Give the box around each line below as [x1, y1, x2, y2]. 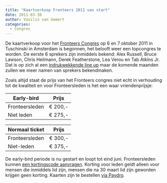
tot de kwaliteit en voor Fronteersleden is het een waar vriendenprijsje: [5, 82, 153, 89]
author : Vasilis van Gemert [5, 17, 65, 22]
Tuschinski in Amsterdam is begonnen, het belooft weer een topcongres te [5, 46, 161, 52]
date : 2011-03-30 [5, 12, 42, 17]
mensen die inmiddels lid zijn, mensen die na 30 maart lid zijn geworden [5, 167, 156, 173]
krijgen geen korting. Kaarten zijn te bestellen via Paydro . [5, 172, 125, 178]
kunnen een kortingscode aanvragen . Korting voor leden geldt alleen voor [5, 161, 160, 168]
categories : [5, 21, 30, 27]
